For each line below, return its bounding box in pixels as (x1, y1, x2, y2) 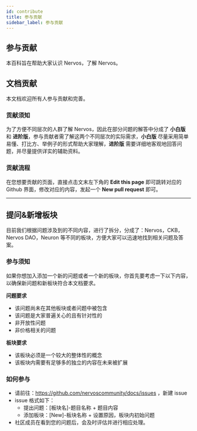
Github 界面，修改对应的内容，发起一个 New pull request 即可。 (6, 186, 161, 193)
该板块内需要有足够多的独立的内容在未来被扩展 (14, 359, 128, 366)
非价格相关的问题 (14, 326, 56, 333)
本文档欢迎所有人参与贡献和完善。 (6, 95, 89, 102)
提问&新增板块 (6, 210, 58, 220)
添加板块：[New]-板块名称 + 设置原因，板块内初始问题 (23, 412, 155, 418)
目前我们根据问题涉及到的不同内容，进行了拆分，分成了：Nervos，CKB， (6, 227, 184, 234)
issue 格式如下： (14, 397, 55, 403)
